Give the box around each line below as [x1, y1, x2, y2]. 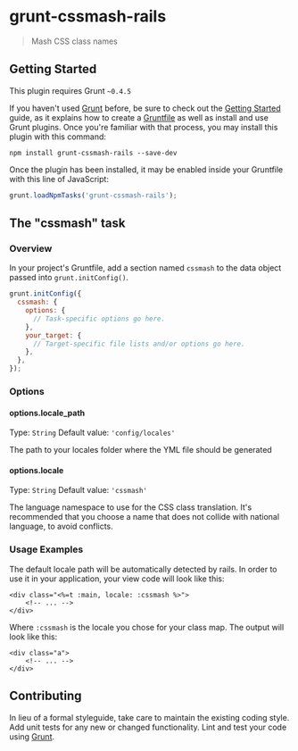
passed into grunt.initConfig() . [9, 272, 129, 283]
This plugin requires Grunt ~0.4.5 [9, 85, 132, 96]
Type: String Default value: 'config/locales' [9, 427, 176, 438]
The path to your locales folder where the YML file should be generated [9, 445, 272, 455]
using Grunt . [9, 730, 55, 742]
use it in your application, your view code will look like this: [9, 573, 225, 584]
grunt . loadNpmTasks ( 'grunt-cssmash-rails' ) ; [9, 190, 178, 200]
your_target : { [25, 330, 82, 340]
